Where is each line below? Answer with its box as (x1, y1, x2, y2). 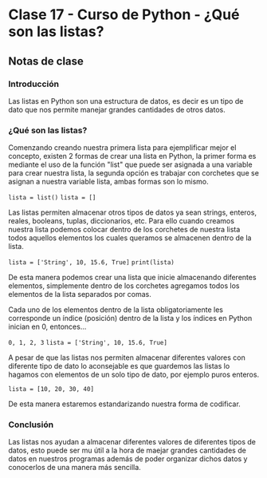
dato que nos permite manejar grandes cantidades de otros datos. (8, 105, 226, 114)
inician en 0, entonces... (8, 322, 87, 332)
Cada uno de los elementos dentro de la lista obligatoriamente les (8, 305, 224, 314)
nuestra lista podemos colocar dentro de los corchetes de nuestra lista (8, 225, 241, 235)
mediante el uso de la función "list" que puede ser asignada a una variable (8, 160, 253, 169)
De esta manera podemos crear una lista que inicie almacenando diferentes (8, 273, 257, 282)
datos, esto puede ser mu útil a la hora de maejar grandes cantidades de (8, 445, 247, 456)
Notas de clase (8, 54, 84, 68)
